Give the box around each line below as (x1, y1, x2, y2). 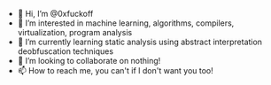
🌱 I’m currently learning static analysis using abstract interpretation (17, 36, 263, 47)
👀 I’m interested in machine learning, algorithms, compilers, (17, 18, 235, 28)
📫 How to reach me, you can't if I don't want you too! (17, 66, 214, 75)
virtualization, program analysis (17, 27, 133, 37)
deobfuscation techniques (17, 46, 113, 57)
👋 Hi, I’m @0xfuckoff (17, 9, 94, 19)
